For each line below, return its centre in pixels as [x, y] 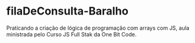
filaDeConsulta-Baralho [68, 11]
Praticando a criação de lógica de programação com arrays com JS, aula [98, 28]
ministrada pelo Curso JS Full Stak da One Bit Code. [72, 34]
